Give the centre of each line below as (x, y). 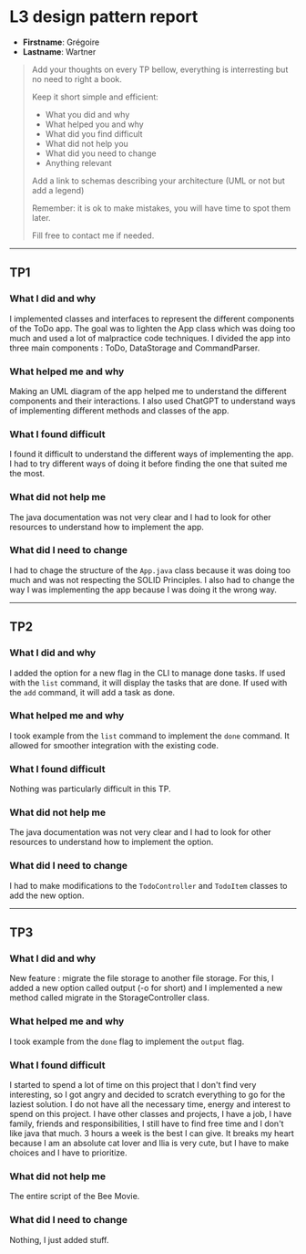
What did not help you (87, 143)
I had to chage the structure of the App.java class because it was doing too (150, 570)
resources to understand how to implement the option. (112, 842)
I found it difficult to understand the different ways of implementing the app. (152, 455)
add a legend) (58, 190)
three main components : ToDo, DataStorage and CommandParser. (135, 348)
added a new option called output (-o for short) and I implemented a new (146, 988)
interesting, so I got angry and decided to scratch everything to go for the (147, 1094)
